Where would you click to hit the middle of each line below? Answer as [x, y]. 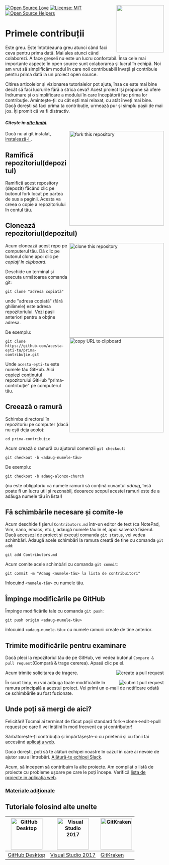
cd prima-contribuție [28, 439]
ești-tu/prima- [21, 350]
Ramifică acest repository [32, 183]
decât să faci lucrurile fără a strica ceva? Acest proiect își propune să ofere [83, 89]
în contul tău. [19, 210]
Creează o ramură [34, 407]
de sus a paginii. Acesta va [33, 199]
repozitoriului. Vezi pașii [30, 312]
